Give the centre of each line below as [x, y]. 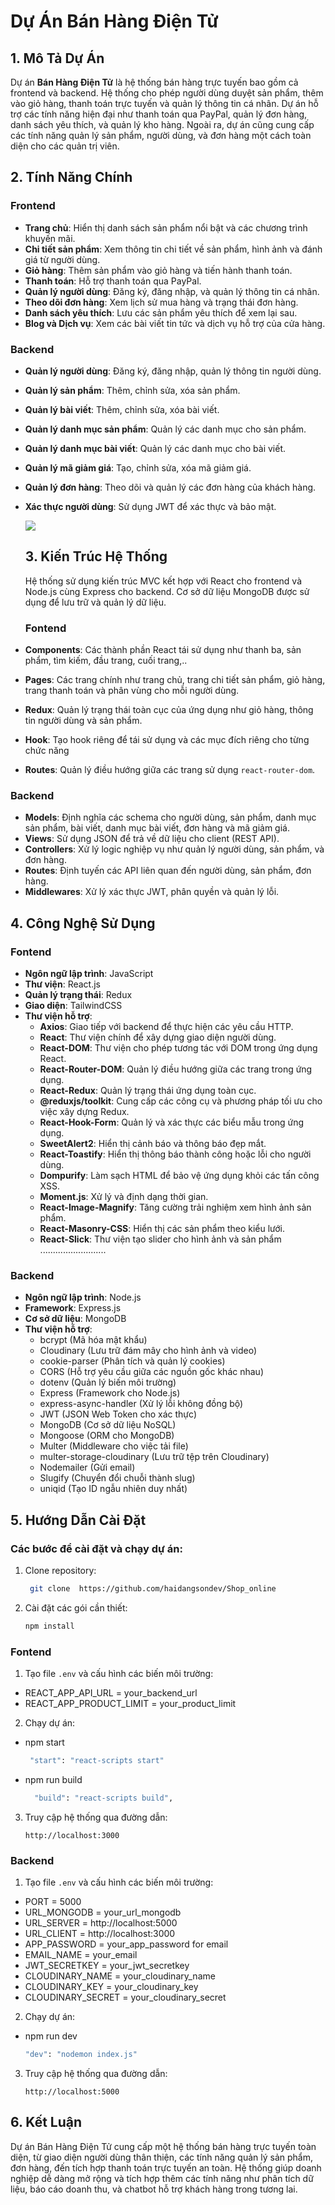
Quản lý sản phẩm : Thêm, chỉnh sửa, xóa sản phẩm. [132, 390]
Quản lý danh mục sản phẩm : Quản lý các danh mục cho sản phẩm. [165, 429]
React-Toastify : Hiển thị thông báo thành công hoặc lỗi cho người [175, 1154]
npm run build [53, 1779]
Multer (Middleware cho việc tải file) [114, 1446]
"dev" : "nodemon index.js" [81, 2055]
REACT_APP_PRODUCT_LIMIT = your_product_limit [130, 1704]
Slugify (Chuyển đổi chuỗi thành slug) [117, 1478]
